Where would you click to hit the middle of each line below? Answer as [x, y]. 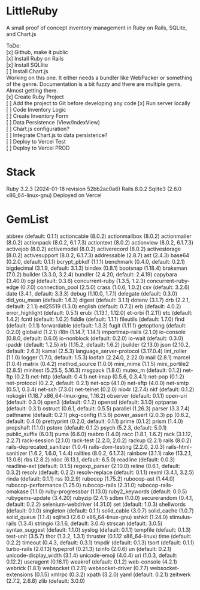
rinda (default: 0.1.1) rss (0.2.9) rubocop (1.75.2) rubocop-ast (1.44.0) [90, 478]
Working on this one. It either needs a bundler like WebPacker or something [99, 78]
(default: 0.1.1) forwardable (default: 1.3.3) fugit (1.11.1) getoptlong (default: [96, 325]
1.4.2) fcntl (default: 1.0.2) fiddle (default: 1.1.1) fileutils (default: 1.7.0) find [95, 319]
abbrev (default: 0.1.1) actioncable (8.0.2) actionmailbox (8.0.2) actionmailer [99, 236]
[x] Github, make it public [37, 52]
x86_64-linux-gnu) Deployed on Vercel [54, 195]
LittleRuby [32, 11]
